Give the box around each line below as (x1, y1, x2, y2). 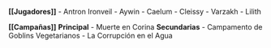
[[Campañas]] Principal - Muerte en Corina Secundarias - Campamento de (8, 22, 263, 31)
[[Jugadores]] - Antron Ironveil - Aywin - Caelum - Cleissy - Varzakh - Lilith (8, 7, 262, 16)
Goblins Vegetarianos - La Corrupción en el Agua (8, 31, 173, 40)
